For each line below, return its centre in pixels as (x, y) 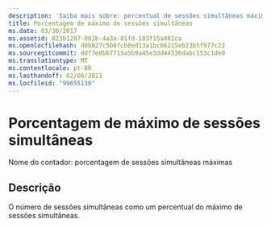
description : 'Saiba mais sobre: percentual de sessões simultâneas (126, 16)
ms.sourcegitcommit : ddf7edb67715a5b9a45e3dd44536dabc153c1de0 (117, 53)
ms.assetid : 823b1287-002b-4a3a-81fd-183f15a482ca (95, 38)
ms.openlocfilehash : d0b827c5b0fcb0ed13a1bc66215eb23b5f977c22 (117, 46)
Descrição (35, 187)
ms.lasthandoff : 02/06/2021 (56, 76)
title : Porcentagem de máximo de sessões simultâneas (101, 23)
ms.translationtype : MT (48, 61)
